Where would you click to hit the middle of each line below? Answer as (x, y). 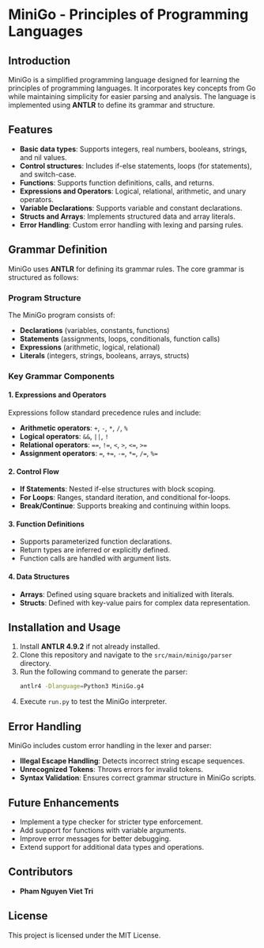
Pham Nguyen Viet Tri (56, 891)
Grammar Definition (58, 250)
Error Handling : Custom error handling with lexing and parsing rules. (131, 224)
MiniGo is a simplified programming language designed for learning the (124, 80)
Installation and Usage (64, 628)
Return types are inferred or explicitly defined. (94, 550)
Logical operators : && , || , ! (64, 437)
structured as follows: (43, 277)
